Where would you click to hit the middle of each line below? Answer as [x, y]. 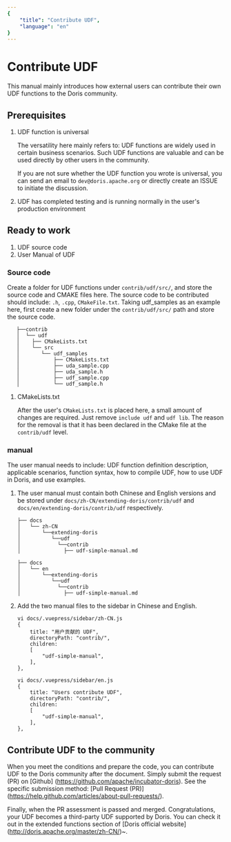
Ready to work [39, 231]
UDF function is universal [53, 132]
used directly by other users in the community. [83, 160]
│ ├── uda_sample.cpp [63, 366]
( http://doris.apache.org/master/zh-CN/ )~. [68, 832]
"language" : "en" [44, 26]
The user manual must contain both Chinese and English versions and [116, 493]
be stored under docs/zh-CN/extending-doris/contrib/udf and [106, 500]
